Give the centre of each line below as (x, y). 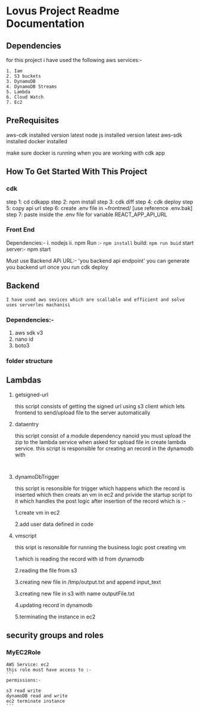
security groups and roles (55, 635)
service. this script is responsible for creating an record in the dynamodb (104, 448)
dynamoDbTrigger (37, 476)
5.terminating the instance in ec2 (55, 617)
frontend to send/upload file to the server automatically (82, 413)
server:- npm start (29, 249)
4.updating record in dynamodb (54, 605)
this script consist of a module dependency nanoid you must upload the (103, 435)
